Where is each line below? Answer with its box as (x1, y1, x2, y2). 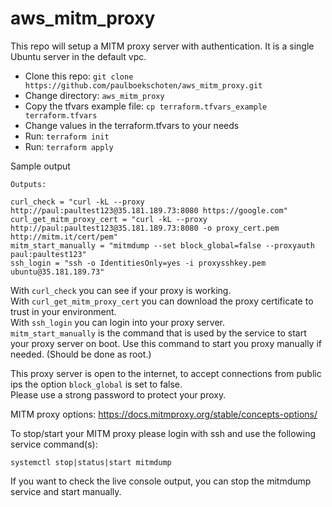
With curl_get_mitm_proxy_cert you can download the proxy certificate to (10, 295, 314, 307)
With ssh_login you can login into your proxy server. (10, 316, 226, 328)
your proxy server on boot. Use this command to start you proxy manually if (10, 337, 322, 349)
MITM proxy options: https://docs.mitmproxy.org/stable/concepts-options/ (10, 408, 318, 420)
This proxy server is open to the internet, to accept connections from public (10, 367, 322, 379)
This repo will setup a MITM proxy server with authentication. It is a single (10, 40, 315, 52)
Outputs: (10, 179, 47, 189)
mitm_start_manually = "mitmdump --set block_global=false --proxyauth (10, 240, 315, 251)
